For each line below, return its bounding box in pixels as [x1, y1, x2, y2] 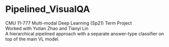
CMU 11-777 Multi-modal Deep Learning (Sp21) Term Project [5, 20, 132, 26]
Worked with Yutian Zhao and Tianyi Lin [5, 25, 89, 31]
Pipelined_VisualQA [5, 3, 90, 15]
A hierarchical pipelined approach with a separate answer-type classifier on [5, 30, 164, 36]
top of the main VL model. [5, 36, 60, 42]
